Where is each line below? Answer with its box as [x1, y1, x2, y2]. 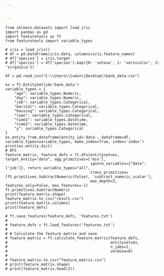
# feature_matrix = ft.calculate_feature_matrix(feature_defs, [5, 235, 140, 240]
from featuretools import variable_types [5, 38, 93, 43]
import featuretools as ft [5, 34, 61, 39]
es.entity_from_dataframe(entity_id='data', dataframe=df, [5, 135, 131, 140]
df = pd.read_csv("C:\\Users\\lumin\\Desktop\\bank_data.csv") [5, 73, 140, 78]
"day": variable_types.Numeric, [14, 95, 81, 100]
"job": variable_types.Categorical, [14, 100, 91, 105]
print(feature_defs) [5, 205, 48, 210]
